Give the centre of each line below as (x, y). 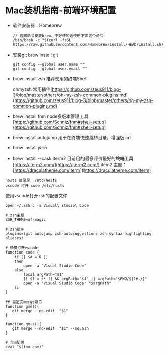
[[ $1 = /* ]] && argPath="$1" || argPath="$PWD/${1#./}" (85, 279)
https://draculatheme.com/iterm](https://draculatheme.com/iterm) (83, 170)
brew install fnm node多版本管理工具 (51, 116)
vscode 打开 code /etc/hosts (35, 186)
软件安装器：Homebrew (37, 25)
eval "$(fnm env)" (24, 347)
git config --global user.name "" (49, 64)
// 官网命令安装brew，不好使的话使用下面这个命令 (58, 36)
